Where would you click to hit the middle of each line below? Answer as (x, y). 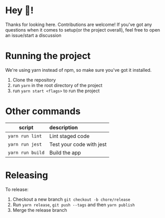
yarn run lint (25, 136)
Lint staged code (70, 136)
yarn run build (26, 153)
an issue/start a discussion (33, 35)
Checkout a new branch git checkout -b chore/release (72, 199)
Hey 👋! (20, 10)
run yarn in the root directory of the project (58, 85)
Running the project (48, 56)
